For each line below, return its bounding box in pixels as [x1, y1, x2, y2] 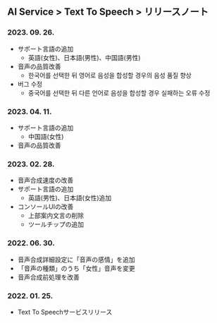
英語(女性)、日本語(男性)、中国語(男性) [27, 53, 141, 61]
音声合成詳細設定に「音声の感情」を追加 [17, 255, 135, 264]
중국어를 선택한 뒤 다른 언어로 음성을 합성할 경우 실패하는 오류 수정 [27, 88, 211, 97]
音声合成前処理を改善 [17, 273, 80, 281]
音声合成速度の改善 [17, 176, 74, 185]
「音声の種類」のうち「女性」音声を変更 [17, 264, 135, 272]
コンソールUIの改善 [17, 202, 74, 211]
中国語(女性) [27, 132, 64, 140]
